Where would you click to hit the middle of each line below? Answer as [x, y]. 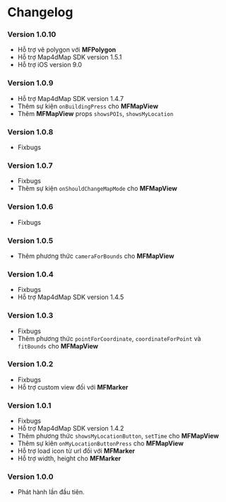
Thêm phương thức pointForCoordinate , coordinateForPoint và [109, 338]
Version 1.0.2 [30, 364]
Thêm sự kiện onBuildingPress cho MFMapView [88, 106]
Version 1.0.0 [30, 477]
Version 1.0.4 [31, 274]
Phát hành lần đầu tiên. [51, 492]
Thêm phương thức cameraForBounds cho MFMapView [96, 256]
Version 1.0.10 [32, 35]
